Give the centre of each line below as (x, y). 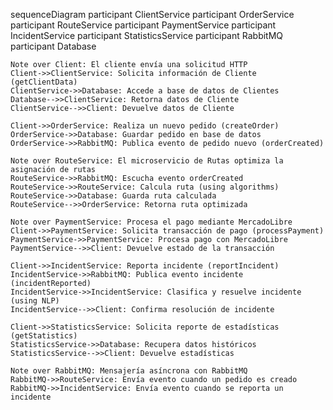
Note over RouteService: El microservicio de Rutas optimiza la (147, 161)
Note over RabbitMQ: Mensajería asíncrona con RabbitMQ (129, 371)
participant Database (53, 46)
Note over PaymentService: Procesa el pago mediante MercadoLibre (151, 222)
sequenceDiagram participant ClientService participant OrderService (152, 14)
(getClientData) (44, 82)
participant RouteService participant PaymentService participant (143, 25)
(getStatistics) (44, 336)
